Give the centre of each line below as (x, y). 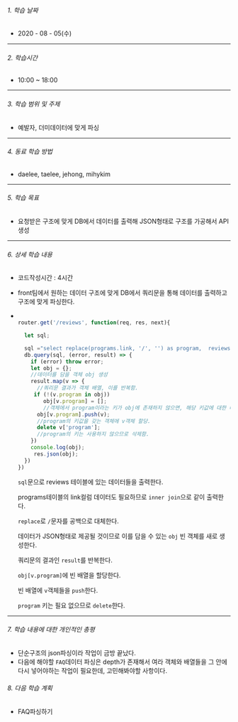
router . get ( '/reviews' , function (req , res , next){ (94, 323)
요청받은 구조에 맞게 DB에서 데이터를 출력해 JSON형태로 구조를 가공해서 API (123, 221)
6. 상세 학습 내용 (30, 254)
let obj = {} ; (51, 368)
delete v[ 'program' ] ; (68, 428)
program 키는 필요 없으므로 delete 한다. (71, 605)
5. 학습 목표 (23, 198)
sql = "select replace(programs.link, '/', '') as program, (113, 348)
